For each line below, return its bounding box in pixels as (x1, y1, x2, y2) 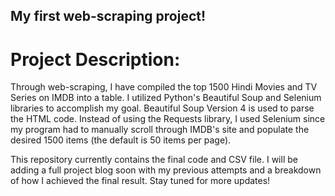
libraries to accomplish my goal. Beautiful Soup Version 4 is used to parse (10, 102, 315, 114)
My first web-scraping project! (10, 8, 207, 25)
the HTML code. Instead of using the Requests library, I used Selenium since (10, 113, 326, 125)
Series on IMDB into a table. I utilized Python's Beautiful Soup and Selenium (10, 92, 322, 104)
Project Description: (10, 48, 181, 71)
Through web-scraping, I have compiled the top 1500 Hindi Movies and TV (10, 81, 318, 93)
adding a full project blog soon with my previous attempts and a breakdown (10, 164, 322, 176)
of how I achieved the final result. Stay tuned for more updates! (10, 175, 271, 187)
